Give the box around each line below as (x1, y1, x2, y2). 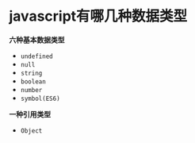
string (20, 69, 43, 77)
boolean (20, 77, 46, 86)
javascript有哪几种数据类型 (9, 7, 188, 25)
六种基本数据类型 (9, 35, 65, 44)
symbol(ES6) (20, 95, 60, 102)
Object (20, 126, 43, 135)
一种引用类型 (9, 109, 51, 119)
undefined (20, 52, 54, 60)
